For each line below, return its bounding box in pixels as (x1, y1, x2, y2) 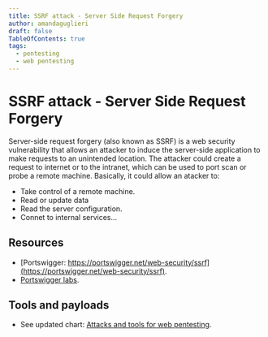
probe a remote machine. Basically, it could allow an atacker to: (8, 171, 220, 180)
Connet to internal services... (19, 212, 118, 222)
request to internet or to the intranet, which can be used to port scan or (8, 162, 247, 171)
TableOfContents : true (8, 34, 85, 43)
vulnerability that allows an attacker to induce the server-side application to (8, 145, 262, 154)
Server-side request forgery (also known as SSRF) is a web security (8, 136, 236, 146)
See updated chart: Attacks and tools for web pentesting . (19, 320, 212, 330)
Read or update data (19, 195, 89, 205)
